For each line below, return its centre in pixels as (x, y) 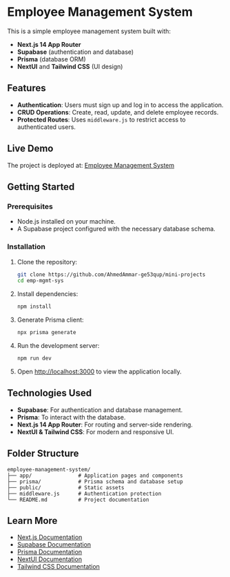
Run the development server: (58, 346)
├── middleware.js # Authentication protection (84, 493)
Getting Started (41, 187)
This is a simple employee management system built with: (89, 31)
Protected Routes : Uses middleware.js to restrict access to (101, 119)
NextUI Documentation (50, 559)
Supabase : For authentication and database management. (100, 410)
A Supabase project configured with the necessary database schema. (116, 229)
